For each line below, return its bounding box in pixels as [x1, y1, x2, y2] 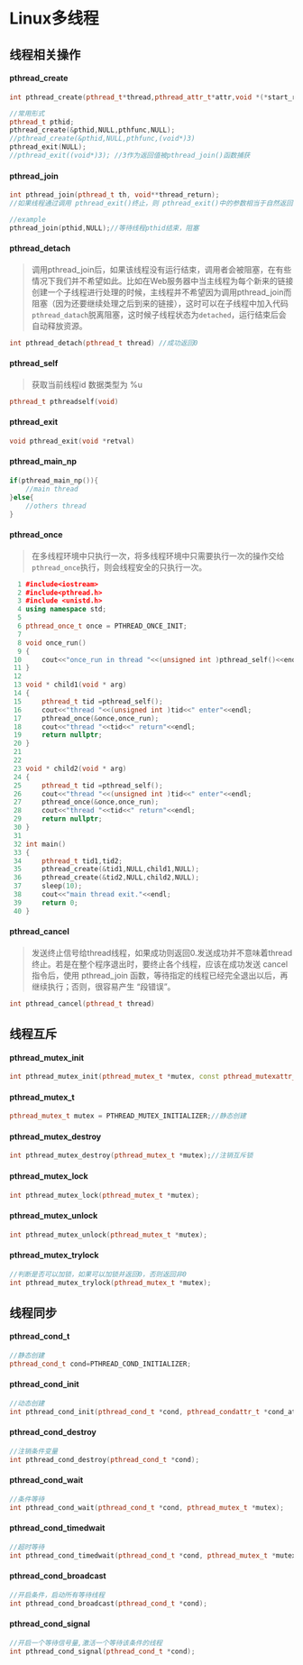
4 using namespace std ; [17, 605, 106, 614]
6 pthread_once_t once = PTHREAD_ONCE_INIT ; [17, 621, 188, 630]
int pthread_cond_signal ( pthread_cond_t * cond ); [9, 1647, 196, 1656]
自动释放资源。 [31, 320, 87, 331]
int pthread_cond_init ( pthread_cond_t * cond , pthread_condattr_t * [9, 1407, 269, 1416]
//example [9, 215, 47, 224]
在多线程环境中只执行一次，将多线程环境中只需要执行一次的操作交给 [31, 550, 285, 561]
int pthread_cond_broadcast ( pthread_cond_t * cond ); [9, 1598, 207, 1608]
